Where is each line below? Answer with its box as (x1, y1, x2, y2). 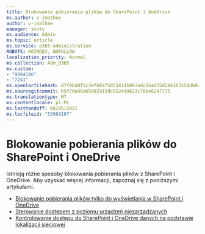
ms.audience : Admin (6, 32, 56, 38)
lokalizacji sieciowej (15, 221, 65, 229)
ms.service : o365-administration (6, 43, 92, 49)
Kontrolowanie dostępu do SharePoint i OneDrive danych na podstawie (15, 214, 194, 222)
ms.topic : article (6, 37, 53, 43)
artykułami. (6, 183, 35, 191)
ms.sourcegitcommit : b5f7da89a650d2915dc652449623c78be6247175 (6, 88, 171, 94)
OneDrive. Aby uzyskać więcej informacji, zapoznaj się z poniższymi (6, 177, 179, 184)
